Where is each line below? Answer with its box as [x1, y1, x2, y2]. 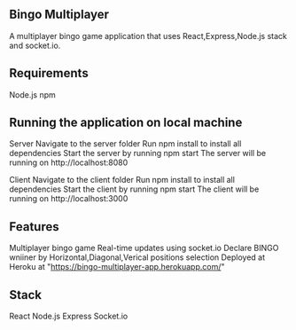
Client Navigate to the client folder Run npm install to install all [9, 175, 235, 185]
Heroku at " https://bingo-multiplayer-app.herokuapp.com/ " [9, 262, 225, 272]
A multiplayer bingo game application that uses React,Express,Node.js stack [9, 30, 288, 41]
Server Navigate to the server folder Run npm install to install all [9, 138, 242, 149]
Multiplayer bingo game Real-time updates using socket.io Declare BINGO [9, 243, 279, 254]
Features [9, 219, 59, 234]
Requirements [9, 66, 89, 81]
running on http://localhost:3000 [9, 193, 129, 204]
